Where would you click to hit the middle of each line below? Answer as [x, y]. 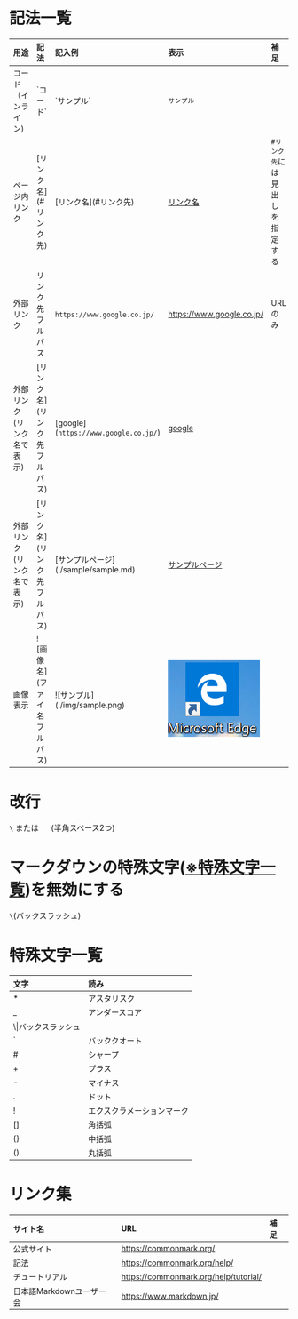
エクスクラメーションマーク [138, 1111]
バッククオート [115, 1040]
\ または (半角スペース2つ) [62, 828]
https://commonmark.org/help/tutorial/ [192, 1276]
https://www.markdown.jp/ [170, 1296]
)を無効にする [74, 889]
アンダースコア [115, 1012]
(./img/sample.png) [90, 705]
